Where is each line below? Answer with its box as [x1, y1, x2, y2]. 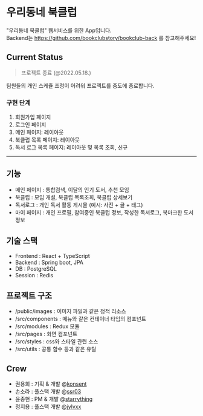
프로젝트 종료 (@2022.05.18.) [21, 69, 92, 76]
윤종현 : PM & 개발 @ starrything [14, 395, 93, 403]
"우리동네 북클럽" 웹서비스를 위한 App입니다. [6, 27, 112, 34]
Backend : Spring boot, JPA [14, 259, 83, 266]
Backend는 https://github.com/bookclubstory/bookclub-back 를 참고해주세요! [6, 34, 196, 41]
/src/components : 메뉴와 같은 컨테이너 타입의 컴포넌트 [14, 315, 147, 323]
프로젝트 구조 [6, 291, 53, 301]
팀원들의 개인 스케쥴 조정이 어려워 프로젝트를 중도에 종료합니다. [6, 82, 155, 89]
